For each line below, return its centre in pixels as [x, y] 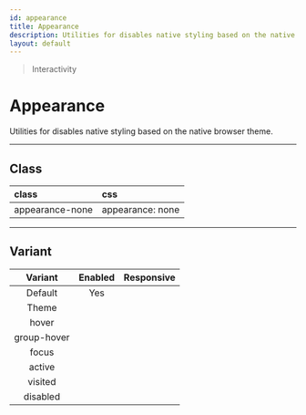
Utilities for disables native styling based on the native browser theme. [141, 131]
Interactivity [54, 69]
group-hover [42, 337]
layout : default [40, 43]
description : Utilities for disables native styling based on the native [153, 35]
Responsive [149, 277]
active [42, 367]
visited [42, 381]
